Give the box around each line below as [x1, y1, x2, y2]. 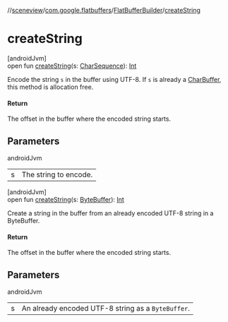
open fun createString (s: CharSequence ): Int [7, 61, 137, 70]
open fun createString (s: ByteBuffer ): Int [7, 195, 125, 203]
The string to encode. [21, 169, 93, 179]
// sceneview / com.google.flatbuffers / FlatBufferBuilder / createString [7, 6, 201, 14]
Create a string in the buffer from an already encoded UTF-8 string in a [7, 208, 214, 217]
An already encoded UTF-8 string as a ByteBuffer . [21, 303, 191, 313]
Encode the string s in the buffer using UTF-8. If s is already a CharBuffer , [7, 75, 222, 83]
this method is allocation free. [7, 83, 94, 91]
